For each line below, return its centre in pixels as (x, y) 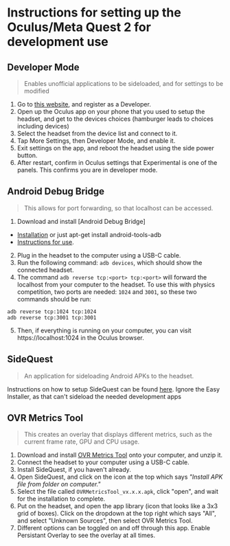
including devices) (43, 126)
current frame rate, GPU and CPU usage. (82, 442)
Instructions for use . (45, 242)
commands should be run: (54, 299)
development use (58, 42)
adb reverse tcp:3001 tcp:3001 (52, 317)
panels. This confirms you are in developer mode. (87, 170)
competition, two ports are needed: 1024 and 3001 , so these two (107, 292)
